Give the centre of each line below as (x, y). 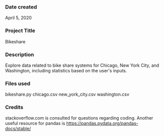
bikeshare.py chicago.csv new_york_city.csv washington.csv (67, 94)
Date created (21, 7)
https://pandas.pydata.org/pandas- (102, 124)
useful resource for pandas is (35, 124)
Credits (14, 107)
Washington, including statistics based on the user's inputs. (66, 70)
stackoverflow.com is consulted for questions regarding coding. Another (79, 118)
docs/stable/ (18, 129)
